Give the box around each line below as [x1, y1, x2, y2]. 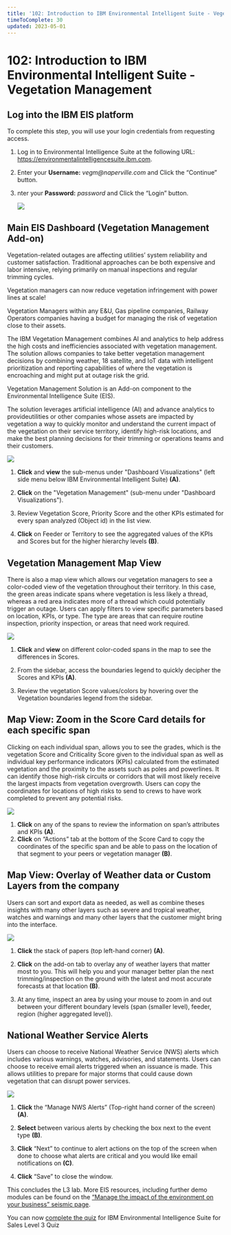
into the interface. [7, 920, 58, 928]
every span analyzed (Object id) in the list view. [16, 516, 151, 525]
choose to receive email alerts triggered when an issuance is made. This [7, 1062, 212, 1071]
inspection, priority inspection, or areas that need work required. [7, 620, 190, 627]
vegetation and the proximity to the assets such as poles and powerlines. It [7, 765, 219, 773]
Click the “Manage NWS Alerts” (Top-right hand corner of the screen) [16, 1103, 216, 1111]
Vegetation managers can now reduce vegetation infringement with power [7, 286, 218, 294]
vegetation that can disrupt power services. [7, 1077, 131, 1085]
